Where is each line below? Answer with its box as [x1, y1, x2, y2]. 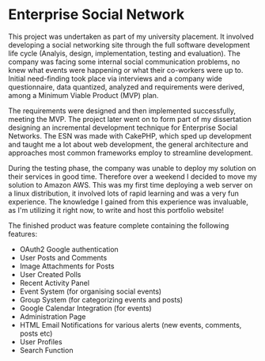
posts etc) [19, 329, 53, 338]
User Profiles [19, 336, 62, 346]
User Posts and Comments [19, 253, 108, 262]
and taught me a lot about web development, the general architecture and [8, 139, 249, 149]
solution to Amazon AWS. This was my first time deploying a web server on [8, 180, 253, 189]
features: [8, 229, 38, 238]
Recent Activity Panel [19, 278, 89, 287]
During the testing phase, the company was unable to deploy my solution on [8, 163, 257, 173]
